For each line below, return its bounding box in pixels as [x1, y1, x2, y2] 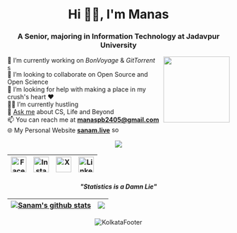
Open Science [7, 77, 49, 87]
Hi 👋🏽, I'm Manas [68, 6, 169, 23]
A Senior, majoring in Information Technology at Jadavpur [17, 32, 220, 42]
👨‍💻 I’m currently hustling [7, 100, 79, 108]
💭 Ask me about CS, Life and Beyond [7, 108, 114, 116]
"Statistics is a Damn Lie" [80, 182, 157, 191]
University [99, 40, 138, 50]
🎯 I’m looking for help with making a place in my [7, 85, 147, 94]
